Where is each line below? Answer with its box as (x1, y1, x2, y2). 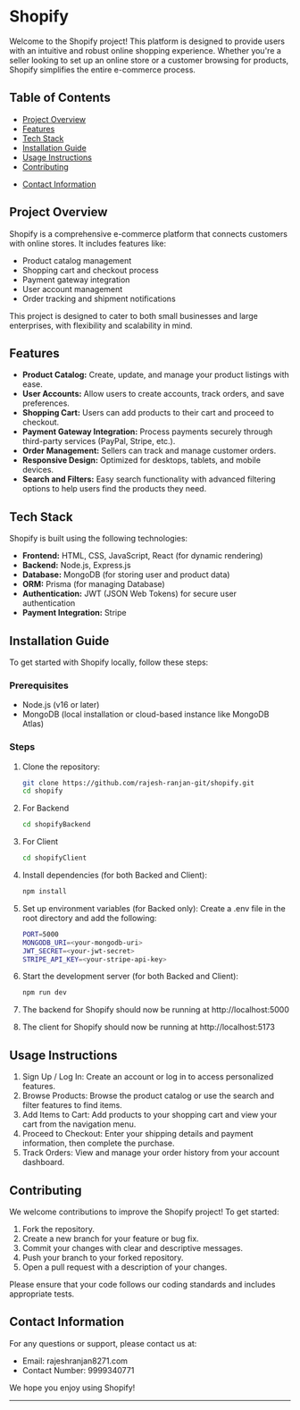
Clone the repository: (21, 761, 101, 772)
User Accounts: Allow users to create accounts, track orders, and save (21, 389, 285, 399)
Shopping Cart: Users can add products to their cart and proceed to (21, 407, 274, 418)
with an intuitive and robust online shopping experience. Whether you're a (9, 45, 281, 55)
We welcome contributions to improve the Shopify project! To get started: (9, 1206, 279, 1217)
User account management (21, 283, 123, 294)
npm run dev (21, 988, 67, 997)
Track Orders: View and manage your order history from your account (21, 1147, 279, 1158)
